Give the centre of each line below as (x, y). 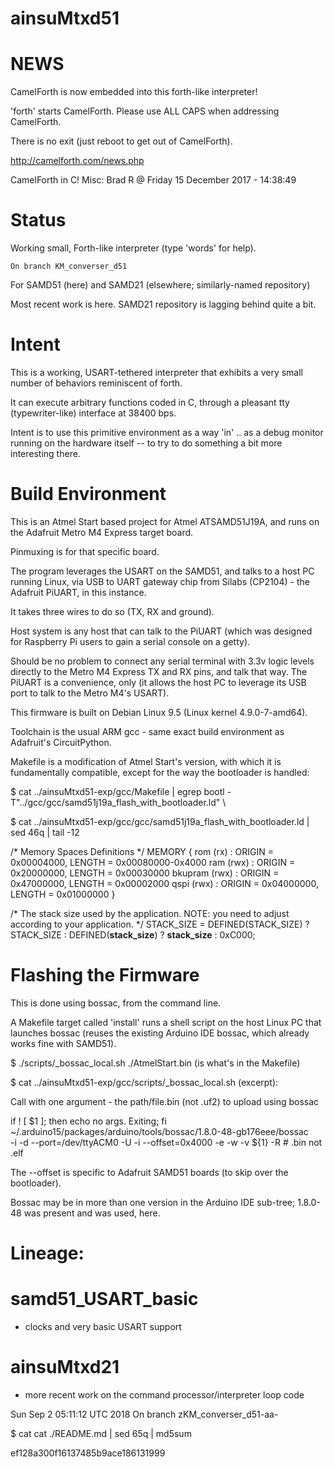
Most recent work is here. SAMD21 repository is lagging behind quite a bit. (163, 304)
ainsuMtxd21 (65, 1367)
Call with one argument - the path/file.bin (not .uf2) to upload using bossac (165, 1101)
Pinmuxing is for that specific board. (85, 551)
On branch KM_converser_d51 (69, 267)
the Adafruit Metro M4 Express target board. (102, 532)
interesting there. (45, 453)
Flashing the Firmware (105, 975)
